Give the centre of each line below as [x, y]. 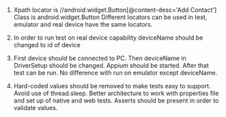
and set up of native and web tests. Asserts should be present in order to [116, 101]
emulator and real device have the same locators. [83, 24]
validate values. [36, 108]
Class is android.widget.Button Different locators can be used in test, [110, 17]
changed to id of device [47, 45]
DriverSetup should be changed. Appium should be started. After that [111, 65]
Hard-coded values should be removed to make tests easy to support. [112, 86]
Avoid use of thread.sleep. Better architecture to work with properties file [116, 93]
